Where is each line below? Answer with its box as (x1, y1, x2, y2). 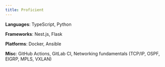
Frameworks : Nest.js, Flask (5, 31, 63, 37)
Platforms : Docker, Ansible (5, 41, 62, 47)
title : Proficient (5, 7, 44, 13)
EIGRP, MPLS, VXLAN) (5, 56, 52, 62)
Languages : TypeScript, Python (5, 21, 72, 27)
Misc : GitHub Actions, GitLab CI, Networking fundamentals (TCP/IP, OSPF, (5, 50, 160, 56)
